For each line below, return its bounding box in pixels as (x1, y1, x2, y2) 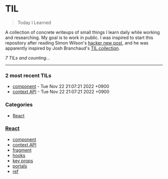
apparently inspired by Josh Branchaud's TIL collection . (5, 45, 120, 51)
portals (12, 163, 27, 169)
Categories (5, 101, 33, 108)
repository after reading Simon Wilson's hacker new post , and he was (5, 39, 148, 45)
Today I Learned (17, 19, 51, 25)
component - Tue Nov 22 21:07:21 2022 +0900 (12, 83, 109, 89)
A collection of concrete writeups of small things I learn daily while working (5, 29, 160, 35)
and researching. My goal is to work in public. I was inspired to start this (5, 34, 153, 40)
